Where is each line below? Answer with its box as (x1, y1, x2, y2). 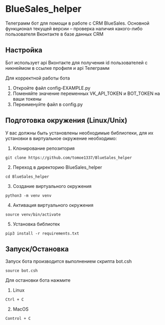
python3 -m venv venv (5, 193, 52, 198)
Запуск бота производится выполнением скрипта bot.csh (5, 258, 132, 264)
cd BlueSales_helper (5, 174, 50, 179)
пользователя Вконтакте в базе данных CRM (5, 31, 104, 37)
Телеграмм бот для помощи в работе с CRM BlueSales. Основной (5, 20, 150, 26)
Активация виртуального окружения (12, 202, 94, 208)
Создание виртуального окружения (12, 183, 91, 189)
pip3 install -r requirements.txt (5, 231, 80, 236)
